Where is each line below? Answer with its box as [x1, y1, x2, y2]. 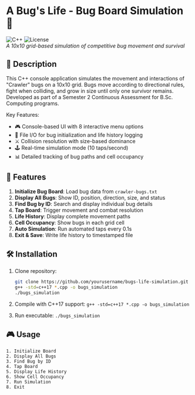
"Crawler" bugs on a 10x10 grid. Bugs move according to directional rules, [6, 81, 185, 88]
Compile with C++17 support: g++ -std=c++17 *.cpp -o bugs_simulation [14, 301, 190, 308]
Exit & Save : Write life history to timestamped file [14, 231, 133, 238]
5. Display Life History [6, 369, 67, 374]
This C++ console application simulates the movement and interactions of [6, 75, 185, 82]
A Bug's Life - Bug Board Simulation [6, 4, 184, 18]
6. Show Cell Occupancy [6, 374, 65, 380]
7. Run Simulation [6, 379, 51, 385]
